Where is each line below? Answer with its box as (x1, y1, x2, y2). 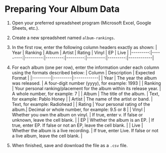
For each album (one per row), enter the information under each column (11, 64, 160, 70)
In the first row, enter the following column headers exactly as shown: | (11, 44, 157, 50)
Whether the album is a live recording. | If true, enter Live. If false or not (11, 127, 159, 133)
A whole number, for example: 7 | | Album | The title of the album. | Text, (11, 91, 160, 97)
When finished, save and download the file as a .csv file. (11, 142, 128, 148)
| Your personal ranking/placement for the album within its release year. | (11, 85, 161, 91)
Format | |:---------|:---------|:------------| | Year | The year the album (11, 75, 157, 81)
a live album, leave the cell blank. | (11, 133, 83, 139)
